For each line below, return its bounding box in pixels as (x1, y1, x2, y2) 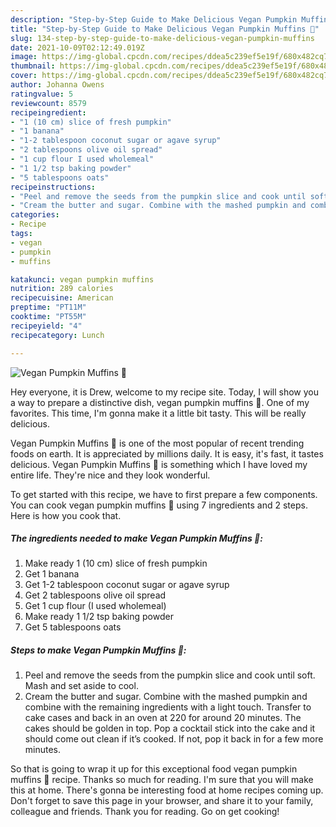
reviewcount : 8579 (10, 98, 87, 108)
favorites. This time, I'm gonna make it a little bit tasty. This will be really (10, 407, 307, 419)
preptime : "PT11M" (10, 302, 87, 313)
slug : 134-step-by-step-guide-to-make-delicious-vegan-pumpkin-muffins (10, 33, 315, 43)
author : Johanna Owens (10, 80, 105, 90)
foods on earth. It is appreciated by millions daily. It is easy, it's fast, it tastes (10, 447, 324, 460)
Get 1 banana (24, 568, 80, 580)
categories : (10, 210, 60, 220)
